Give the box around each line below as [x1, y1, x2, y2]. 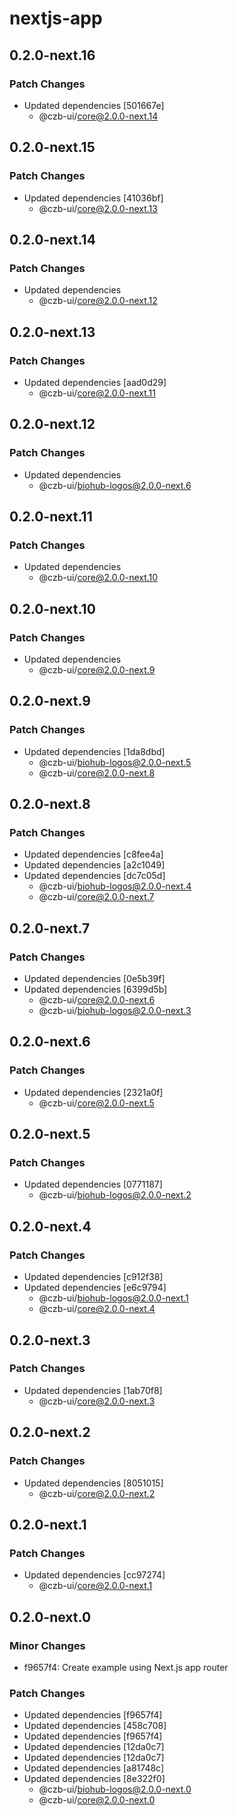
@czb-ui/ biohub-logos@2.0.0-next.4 [38, 880, 192, 892]
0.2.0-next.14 [9, 231, 96, 248]
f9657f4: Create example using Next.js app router [23, 1661, 229, 1673]
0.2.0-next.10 [9, 600, 96, 617]
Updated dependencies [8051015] [23, 1477, 164, 1489]
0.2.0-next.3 [9, 1332, 91, 1349]
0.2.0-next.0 [9, 1608, 92, 1626]
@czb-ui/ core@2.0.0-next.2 [38, 1487, 156, 1499]
